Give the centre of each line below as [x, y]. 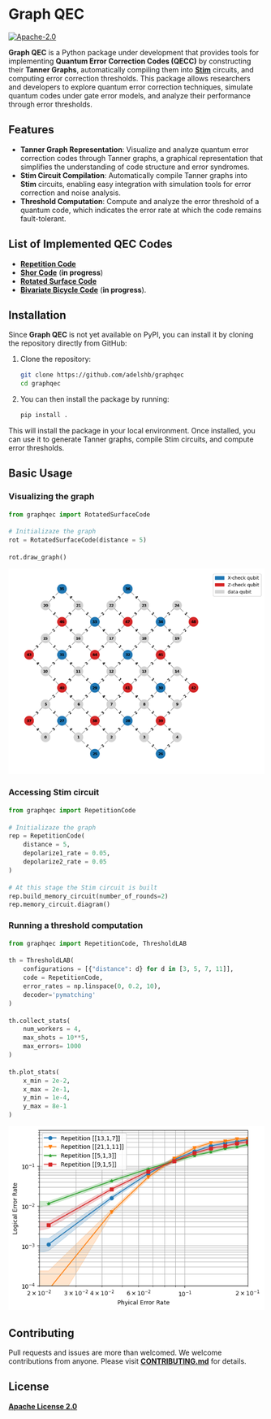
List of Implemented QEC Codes [90, 244]
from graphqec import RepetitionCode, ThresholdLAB [97, 943]
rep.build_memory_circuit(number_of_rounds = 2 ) [88, 896]
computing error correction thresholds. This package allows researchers [129, 78]
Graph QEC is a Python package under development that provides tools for [134, 52]
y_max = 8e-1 [45, 1107]
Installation [37, 315]
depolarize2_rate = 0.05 [65, 862]
